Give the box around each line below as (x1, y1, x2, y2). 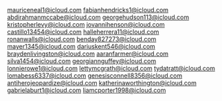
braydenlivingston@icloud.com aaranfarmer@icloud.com (7, 49, 169, 58)
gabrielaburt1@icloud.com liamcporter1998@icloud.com (7, 86, 166, 94)
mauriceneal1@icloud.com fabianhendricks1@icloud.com (7, 6, 169, 14)
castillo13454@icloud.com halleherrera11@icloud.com (7, 27, 159, 36)
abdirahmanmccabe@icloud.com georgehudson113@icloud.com (7, 13, 190, 21)
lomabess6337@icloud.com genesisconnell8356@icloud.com (7, 71, 183, 80)
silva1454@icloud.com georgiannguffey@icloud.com (7, 57, 157, 65)
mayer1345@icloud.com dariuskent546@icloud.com (7, 43, 156, 50)
